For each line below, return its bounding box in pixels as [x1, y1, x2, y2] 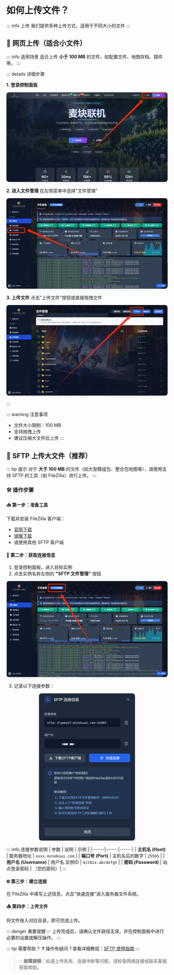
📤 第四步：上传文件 [6, 903, 48, 909]
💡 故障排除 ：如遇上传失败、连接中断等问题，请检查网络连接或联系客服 [18, 958, 167, 964]
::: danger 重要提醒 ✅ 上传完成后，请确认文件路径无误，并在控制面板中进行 [6, 928, 164, 934]
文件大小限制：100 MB [13, 422, 61, 428]
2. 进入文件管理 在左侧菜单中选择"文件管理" [6, 187, 98, 193]
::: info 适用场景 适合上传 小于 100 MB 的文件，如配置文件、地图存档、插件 [6, 53, 163, 59]
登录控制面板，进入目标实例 [13, 564, 73, 571]
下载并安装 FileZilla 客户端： [6, 515, 66, 522]
